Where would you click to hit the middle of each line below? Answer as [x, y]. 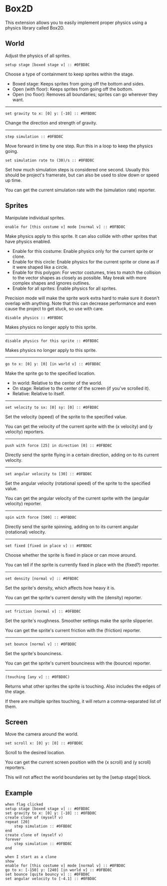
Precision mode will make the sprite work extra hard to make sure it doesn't [83, 298]
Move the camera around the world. [42, 734]
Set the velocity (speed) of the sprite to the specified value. [66, 417]
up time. [14, 180]
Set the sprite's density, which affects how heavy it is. [60, 588]
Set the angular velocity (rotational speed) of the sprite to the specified [78, 483]
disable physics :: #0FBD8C [34, 318]
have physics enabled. [28, 241]
